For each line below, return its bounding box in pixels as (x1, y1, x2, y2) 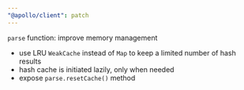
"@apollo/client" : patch (7, 11, 89, 20)
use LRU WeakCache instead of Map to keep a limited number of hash (18, 48, 236, 57)
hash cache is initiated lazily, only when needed (18, 64, 175, 74)
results (18, 56, 42, 66)
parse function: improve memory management (7, 33, 158, 42)
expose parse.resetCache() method (18, 73, 136, 82)
